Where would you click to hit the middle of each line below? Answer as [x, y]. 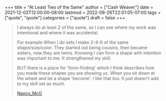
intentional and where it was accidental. [58, 33]
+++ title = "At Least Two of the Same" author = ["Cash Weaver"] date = [79, 7]
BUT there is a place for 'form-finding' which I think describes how [85, 68]
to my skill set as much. [41, 84]
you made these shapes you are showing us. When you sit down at [86, 73]
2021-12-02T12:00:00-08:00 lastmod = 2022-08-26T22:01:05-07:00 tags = [83, 12]
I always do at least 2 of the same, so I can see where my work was [86, 27]
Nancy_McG [29, 93]
